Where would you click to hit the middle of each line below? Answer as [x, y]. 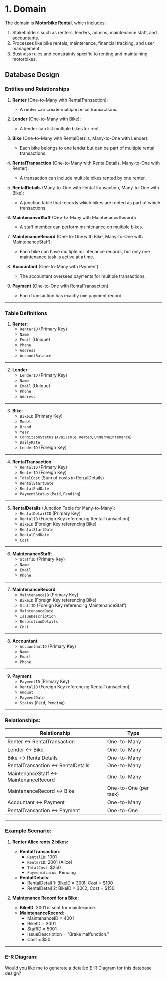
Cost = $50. [39, 939]
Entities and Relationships [37, 89]
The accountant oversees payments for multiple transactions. [83, 276]
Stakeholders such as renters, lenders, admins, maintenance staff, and [84, 32]
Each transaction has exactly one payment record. [71, 295]
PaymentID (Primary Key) [44, 681]
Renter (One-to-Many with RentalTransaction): [60, 100]
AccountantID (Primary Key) [48, 646]
